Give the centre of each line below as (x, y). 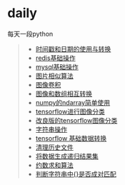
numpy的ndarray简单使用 (73, 102)
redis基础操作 (56, 58)
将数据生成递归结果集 (67, 156)
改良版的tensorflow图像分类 (76, 120)
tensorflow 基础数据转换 (71, 138)
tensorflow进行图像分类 (70, 111)
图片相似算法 (54, 76)
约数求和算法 (54, 165)
